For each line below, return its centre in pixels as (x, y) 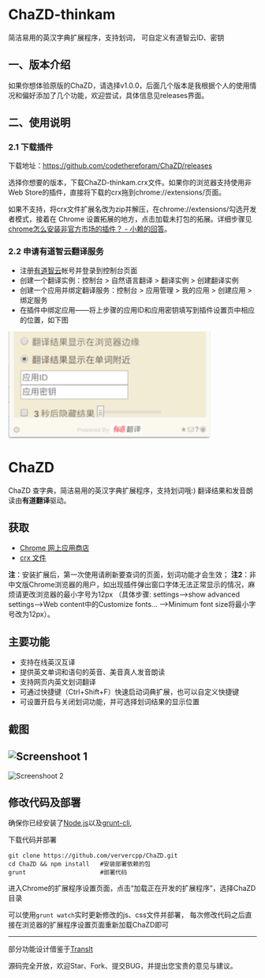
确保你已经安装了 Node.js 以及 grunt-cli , (70, 823)
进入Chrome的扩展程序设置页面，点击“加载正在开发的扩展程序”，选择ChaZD (132, 889)
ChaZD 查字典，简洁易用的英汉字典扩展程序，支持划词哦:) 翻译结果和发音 (127, 490)
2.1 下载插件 (31, 147)
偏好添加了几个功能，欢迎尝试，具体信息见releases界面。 (115, 95)
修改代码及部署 (45, 802)
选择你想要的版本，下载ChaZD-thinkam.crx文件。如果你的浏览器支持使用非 (130, 183)
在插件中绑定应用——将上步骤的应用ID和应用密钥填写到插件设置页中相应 (137, 309)
